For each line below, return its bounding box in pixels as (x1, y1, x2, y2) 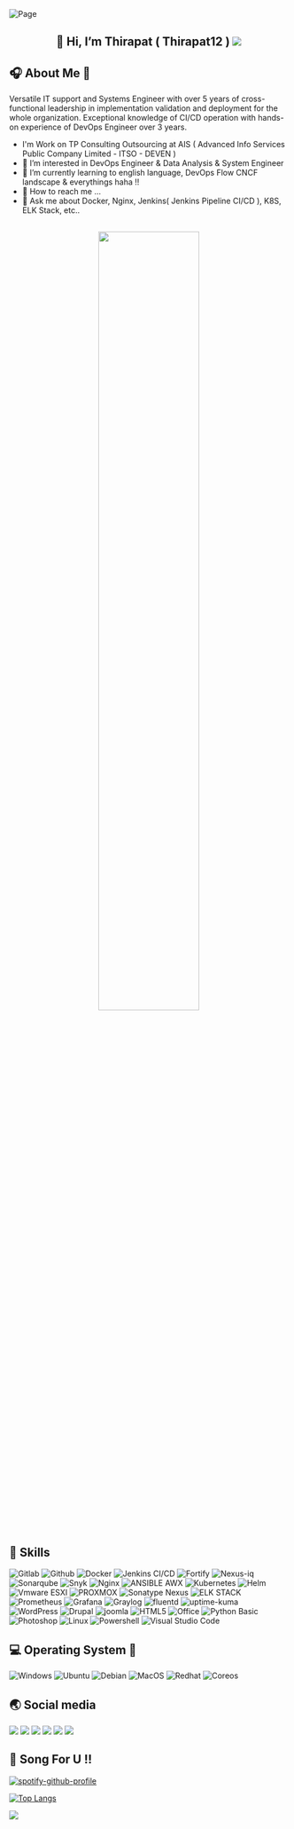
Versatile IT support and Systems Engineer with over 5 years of (9, 93, 240, 105)
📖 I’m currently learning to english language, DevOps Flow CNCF (21, 168, 259, 178)
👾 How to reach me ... (21, 186, 102, 197)
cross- (241, 93, 266, 105)
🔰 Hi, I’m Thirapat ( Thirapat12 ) (56, 35, 230, 50)
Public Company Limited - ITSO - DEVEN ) (21, 148, 177, 159)
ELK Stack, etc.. (21, 205, 81, 216)
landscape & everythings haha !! (21, 177, 140, 187)
